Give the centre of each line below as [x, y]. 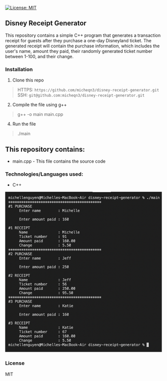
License [15, 363]
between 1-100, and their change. [39, 56]
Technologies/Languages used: [44, 174]
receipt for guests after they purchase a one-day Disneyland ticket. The [78, 40]
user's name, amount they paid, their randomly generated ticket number [79, 51]
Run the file [24, 124]
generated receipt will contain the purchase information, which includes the [83, 46]
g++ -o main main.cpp [40, 114]
